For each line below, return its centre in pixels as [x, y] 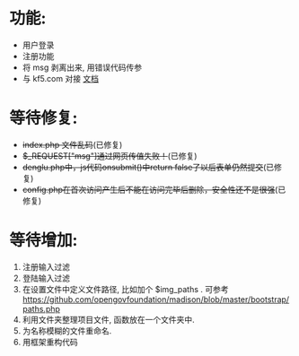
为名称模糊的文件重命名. [67, 330]
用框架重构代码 [50, 342]
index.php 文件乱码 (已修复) [72, 144]
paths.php [41, 308]
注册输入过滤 [46, 266]
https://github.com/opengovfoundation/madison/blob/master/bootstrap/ [156, 299]
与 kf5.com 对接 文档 [61, 78]
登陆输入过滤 [46, 278]
